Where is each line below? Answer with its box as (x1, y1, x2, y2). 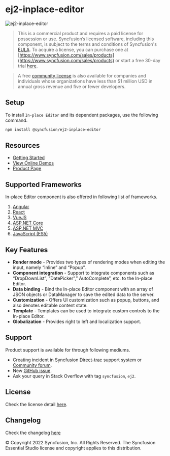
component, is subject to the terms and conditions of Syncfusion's (17, 41, 157, 47)
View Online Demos (12, 160, 54, 166)
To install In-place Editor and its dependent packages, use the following (5, 112, 158, 118)
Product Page (12, 166, 42, 172)
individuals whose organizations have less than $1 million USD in (17, 78, 153, 84)
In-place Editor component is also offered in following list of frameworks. (5, 194, 158, 200)
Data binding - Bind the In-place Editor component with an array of (12, 286, 153, 292)
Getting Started (12, 154, 45, 161)
